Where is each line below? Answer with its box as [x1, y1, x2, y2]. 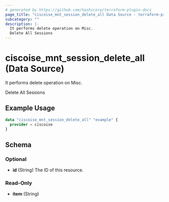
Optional [5, 155, 27, 162]
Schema [5, 140, 32, 149]
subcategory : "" [5, 17, 39, 22]
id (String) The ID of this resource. [12, 167, 84, 173]
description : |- [5, 21, 39, 27]
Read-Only [5, 179, 33, 186]
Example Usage [5, 104, 55, 113]
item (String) [12, 191, 39, 197]
